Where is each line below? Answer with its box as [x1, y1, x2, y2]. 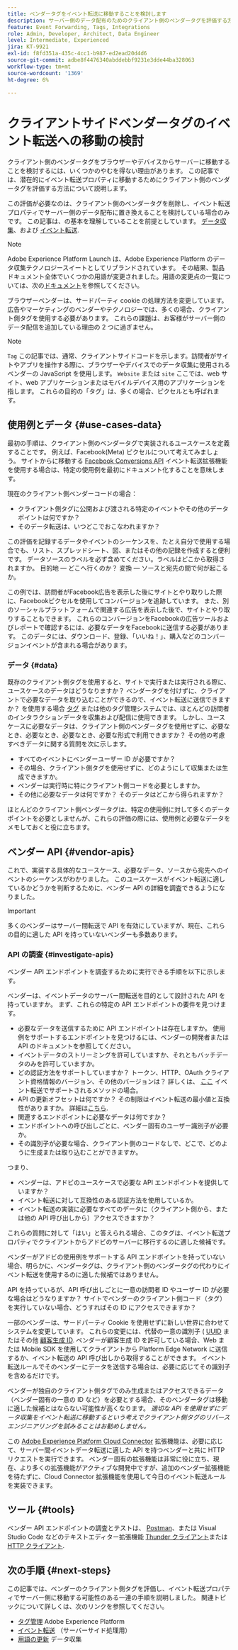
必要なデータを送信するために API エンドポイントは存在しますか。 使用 [17, 1023, 225, 1032]
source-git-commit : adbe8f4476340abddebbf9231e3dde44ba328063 [7, 57, 195, 64]
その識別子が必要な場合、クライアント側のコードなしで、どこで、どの [17, 1139, 222, 1147]
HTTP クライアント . [7, 1542, 65, 1550]
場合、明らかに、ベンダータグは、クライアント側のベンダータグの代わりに [7, 1261, 225, 1269]
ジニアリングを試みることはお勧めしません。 [19, 1422, 150, 1430]
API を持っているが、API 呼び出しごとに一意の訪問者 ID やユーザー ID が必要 [7, 1285, 229, 1293]
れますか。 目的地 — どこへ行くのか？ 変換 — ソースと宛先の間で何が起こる [7, 564, 229, 573]
